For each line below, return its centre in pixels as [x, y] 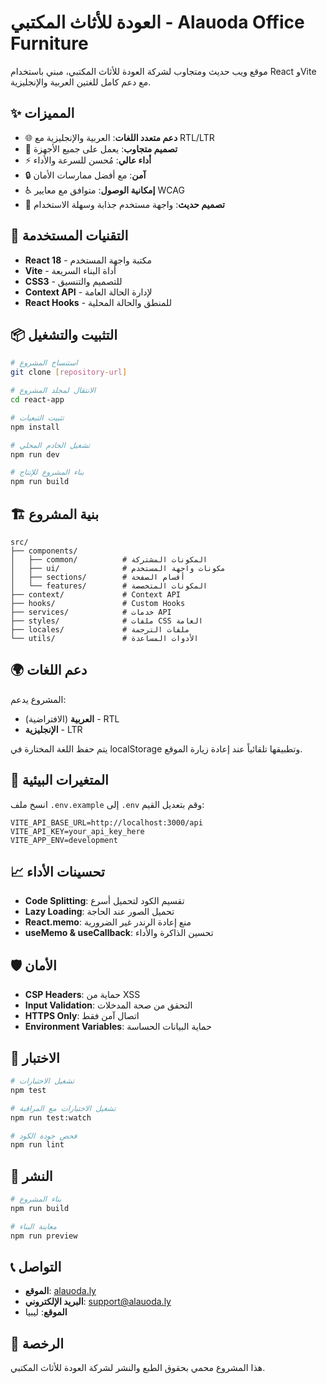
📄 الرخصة [37, 1343]
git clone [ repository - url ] [69, 372]
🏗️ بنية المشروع [55, 514]
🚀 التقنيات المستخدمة [69, 236]
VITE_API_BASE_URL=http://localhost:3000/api [106, 822]
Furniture [49, 43]
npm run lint [37, 1145]
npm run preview [44, 1236]
